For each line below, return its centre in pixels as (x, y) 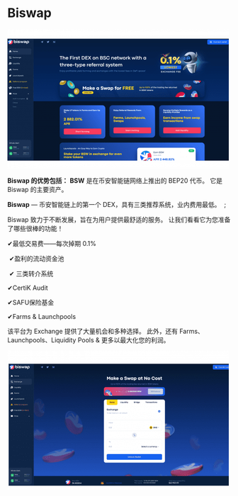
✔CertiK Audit (28, 288)
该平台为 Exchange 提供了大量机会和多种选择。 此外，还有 (93, 331)
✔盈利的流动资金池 (36, 258)
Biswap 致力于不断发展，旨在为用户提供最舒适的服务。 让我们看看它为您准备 (119, 219)
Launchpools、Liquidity (42, 340)
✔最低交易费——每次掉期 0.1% (52, 243)
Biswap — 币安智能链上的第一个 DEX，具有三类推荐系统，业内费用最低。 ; (117, 204)
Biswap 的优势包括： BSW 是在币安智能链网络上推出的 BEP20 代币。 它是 (115, 180)
